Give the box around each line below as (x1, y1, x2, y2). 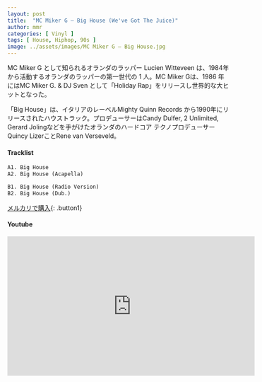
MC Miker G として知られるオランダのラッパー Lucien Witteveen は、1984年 (7, 64, 230, 71)
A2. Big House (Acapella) (7, 170, 83, 178)
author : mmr (7, 23, 42, 30)
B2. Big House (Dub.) (7, 190, 71, 197)
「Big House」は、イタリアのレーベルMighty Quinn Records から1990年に (7, 105, 223, 113)
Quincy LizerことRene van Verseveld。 (7, 132, 121, 140)
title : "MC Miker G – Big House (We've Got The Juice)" (7, 17, 179, 24)
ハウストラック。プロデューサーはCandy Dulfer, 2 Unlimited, (44, 114, 219, 122)
